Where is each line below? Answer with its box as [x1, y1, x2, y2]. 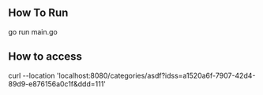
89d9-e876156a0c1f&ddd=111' [8, 79, 107, 89]
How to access [8, 50, 83, 64]
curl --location [8, 71, 55, 80]
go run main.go [8, 27, 58, 36]
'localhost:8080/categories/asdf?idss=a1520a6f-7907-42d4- [56, 71, 256, 80]
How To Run [8, 6, 69, 20]
